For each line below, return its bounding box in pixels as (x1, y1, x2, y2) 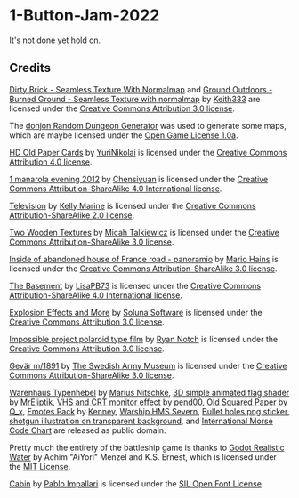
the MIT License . (9, 461, 71, 471)
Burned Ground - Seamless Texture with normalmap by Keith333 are (9, 93, 261, 104)
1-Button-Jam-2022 (9, 5, 160, 26)
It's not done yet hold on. (9, 35, 101, 45)
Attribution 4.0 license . (9, 157, 93, 167)
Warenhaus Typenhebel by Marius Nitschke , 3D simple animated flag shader (9, 387, 290, 398)
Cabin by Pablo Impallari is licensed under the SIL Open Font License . (9, 478, 264, 489)
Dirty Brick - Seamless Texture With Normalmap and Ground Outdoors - (9, 84, 273, 94)
